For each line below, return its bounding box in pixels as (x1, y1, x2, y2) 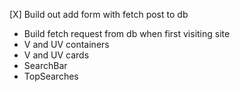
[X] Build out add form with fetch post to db (9, 9, 189, 20)
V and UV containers (23, 39, 110, 50)
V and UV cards (23, 49, 90, 61)
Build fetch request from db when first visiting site (23, 28, 231, 39)
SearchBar (23, 60, 68, 71)
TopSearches (23, 70, 79, 82)
